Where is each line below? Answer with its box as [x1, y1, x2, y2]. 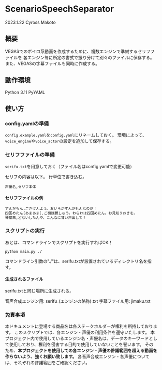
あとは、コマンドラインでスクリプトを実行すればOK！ [5, 239, 113, 245]
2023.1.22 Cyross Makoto [5, 19, 56, 25]
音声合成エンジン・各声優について [82, 354, 150, 359]
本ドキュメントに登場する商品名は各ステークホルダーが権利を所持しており [5, 324, 153, 329]
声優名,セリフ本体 [5, 184, 36, 189]
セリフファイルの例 [5, 195, 44, 201]
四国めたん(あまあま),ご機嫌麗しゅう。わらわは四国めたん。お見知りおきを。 [5, 211, 137, 216]
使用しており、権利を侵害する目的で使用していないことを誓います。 [9, 341, 144, 347]
